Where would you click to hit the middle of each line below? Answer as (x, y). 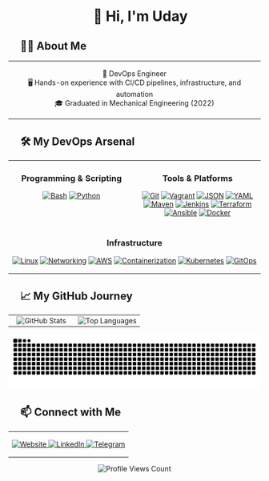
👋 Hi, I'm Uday (141, 16)
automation (134, 94)
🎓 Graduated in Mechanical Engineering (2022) (134, 102)
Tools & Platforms (198, 178)
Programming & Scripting (72, 178)
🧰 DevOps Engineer (134, 73)
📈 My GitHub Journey (76, 296)
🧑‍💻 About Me (53, 46)
